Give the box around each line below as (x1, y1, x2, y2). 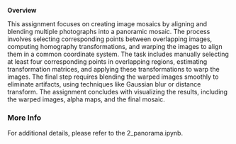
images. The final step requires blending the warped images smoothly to (7, 72, 219, 81)
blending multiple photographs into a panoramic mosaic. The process (7, 28, 210, 35)
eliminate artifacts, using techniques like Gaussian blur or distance (7, 80, 201, 88)
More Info (7, 113, 42, 123)
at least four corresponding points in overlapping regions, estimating (7, 57, 208, 66)
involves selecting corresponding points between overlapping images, (7, 35, 213, 43)
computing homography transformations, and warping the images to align (7, 43, 223, 50)
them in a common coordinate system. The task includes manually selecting (7, 50, 229, 58)
